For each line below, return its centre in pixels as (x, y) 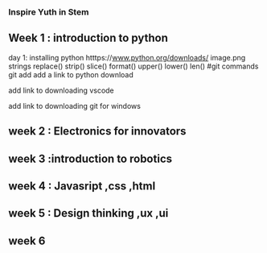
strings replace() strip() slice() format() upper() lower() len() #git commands (133, 66)
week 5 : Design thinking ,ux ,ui (88, 213)
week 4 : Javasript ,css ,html (82, 186)
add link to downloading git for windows (74, 106)
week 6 (27, 241)
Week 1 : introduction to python (88, 38)
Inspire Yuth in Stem (49, 12)
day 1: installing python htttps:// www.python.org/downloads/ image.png (127, 57)
